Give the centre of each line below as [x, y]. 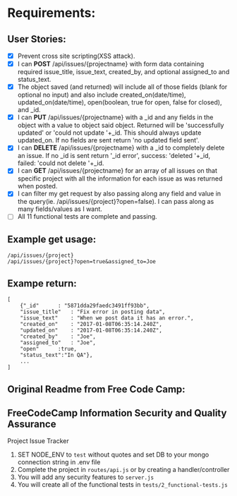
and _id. [29, 110]
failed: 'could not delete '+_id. [61, 163]
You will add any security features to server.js [85, 477]
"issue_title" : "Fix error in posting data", [93, 312]
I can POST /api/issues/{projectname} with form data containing [111, 64]
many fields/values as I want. [60, 209]
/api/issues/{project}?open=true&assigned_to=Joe [82, 262]
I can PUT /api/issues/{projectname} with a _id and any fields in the [115, 117]
